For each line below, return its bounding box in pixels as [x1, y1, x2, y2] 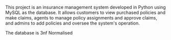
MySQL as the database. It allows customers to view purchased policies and [5, 9, 166, 15]
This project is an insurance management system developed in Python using [5, 4, 166, 10]
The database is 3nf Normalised [5, 30, 73, 35]
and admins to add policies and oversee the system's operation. [5, 20, 140, 26]
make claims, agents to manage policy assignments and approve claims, [5, 15, 157, 20]
